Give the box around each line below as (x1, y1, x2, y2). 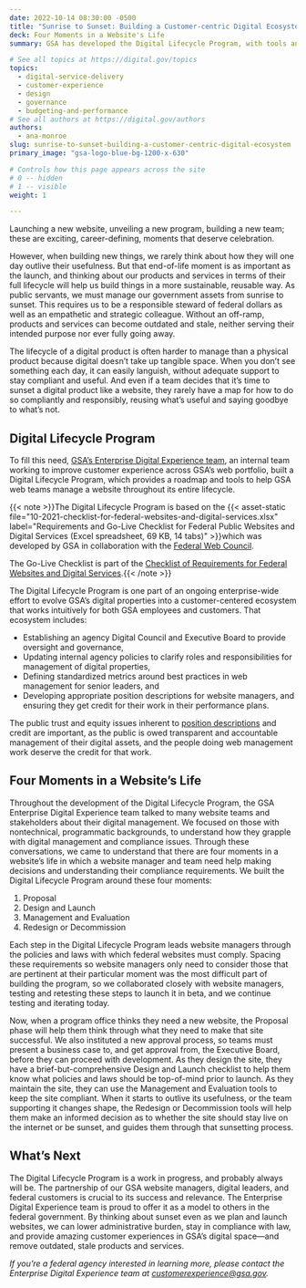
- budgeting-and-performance (17, 106, 128, 115)
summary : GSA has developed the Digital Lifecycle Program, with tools (9, 38, 287, 48)
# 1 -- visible (9, 182, 67, 192)
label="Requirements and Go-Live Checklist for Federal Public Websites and (9, 521, 296, 532)
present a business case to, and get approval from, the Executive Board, (9, 1044, 280, 1054)
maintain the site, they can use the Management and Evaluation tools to (9, 1083, 278, 1094)
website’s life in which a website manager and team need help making (9, 855, 271, 867)
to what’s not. (9, 404, 61, 415)
